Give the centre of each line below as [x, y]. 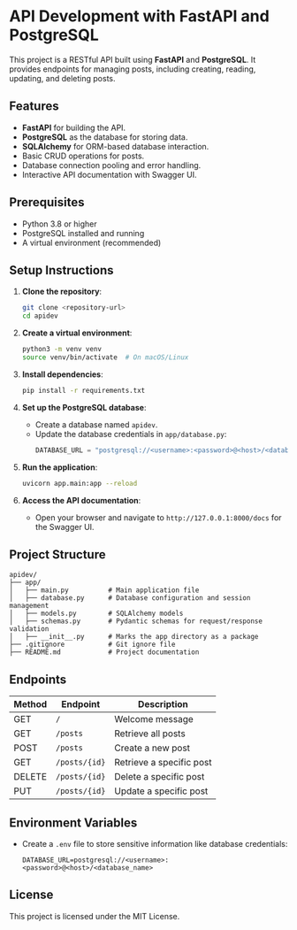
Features [34, 107]
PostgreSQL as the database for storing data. [105, 137]
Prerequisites [47, 202]
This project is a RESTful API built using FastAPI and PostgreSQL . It [133, 59]
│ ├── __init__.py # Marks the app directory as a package [134, 637]
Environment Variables [73, 822]
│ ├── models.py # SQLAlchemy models [96, 614]
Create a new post [152, 748]
